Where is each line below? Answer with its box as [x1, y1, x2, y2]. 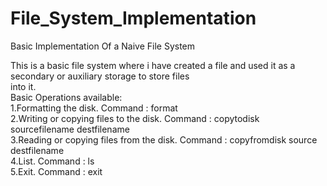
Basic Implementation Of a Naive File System [10, 40, 196, 52]
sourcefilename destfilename [10, 123, 130, 135]
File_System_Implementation [10, 7, 257, 30]
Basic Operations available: [10, 91, 123, 103]
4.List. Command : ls [10, 155, 95, 167]
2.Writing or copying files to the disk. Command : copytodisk [10, 112, 260, 124]
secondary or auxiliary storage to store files [10, 70, 190, 82]
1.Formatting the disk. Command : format [10, 102, 178, 114]
